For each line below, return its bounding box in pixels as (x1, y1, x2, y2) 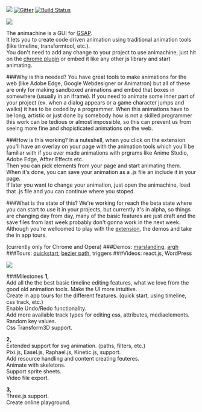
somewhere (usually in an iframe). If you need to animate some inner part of (6, 92, 195, 100)
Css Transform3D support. (6, 324, 72, 331)
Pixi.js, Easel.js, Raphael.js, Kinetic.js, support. (6, 349, 121, 356)
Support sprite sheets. (6, 368, 62, 375)
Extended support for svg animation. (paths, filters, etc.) (6, 342, 146, 349)
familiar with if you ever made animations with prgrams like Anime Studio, (6, 149, 189, 156)
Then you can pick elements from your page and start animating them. (6, 162, 181, 169)
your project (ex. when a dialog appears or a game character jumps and (6, 99, 185, 106)
